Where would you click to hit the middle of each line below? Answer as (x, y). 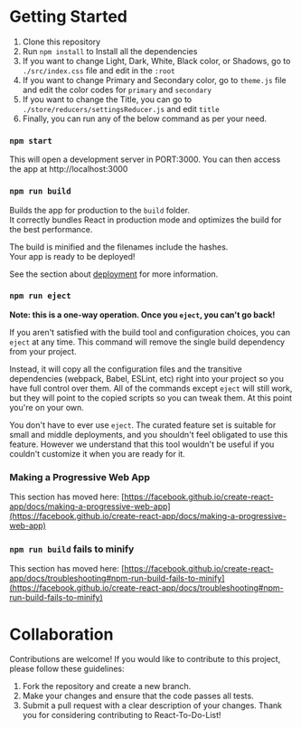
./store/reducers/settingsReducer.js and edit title (121, 109)
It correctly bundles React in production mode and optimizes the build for (146, 220)
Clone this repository (61, 42)
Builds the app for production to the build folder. (100, 210)
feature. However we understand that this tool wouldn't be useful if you (142, 444)
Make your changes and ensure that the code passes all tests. (138, 696)
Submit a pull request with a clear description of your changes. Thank (152, 705)
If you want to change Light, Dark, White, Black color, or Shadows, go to (156, 61)
